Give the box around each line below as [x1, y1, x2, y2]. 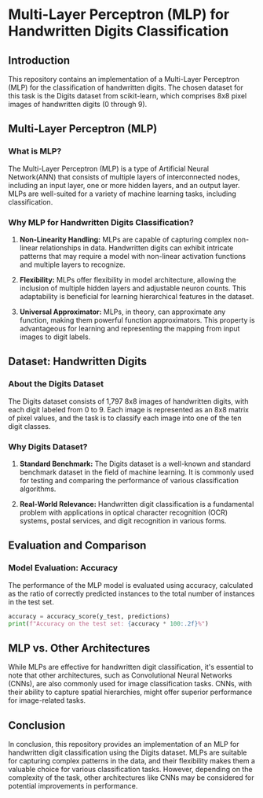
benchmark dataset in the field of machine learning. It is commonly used [19, 467, 254, 477]
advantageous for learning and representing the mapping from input [19, 323, 240, 333]
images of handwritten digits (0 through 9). [8, 100, 148, 109]
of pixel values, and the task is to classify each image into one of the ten [8, 413, 242, 423]
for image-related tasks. [8, 696, 86, 705]
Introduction [8, 54, 71, 67]
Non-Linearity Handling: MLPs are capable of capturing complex [19, 235, 232, 244]
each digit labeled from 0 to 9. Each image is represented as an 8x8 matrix [8, 405, 250, 414]
